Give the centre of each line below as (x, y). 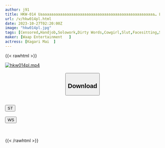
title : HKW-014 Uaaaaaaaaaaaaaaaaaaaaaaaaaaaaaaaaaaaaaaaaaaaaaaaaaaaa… (81, 14)
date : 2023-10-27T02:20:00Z (34, 23)
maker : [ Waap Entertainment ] (38, 37)
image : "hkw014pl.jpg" (28, 28)
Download (82, 86)
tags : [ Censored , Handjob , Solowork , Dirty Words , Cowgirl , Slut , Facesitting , (82, 32)
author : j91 (17, 10)
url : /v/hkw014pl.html (28, 19)
